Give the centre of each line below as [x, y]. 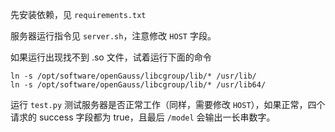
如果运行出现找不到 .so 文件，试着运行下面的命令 [111, 57]
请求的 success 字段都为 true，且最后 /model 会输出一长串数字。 [143, 117]
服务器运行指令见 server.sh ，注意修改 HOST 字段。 [113, 36]
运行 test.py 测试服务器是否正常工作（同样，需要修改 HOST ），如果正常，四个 [168, 104]
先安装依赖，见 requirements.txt [78, 14]
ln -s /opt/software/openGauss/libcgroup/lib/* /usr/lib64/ [138, 85]
